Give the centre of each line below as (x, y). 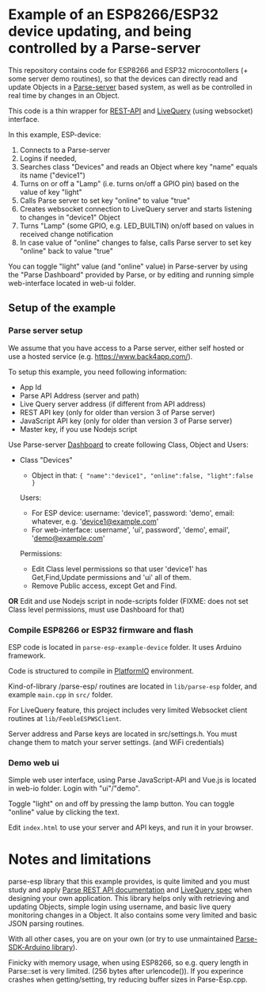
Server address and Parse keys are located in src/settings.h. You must (123, 734)
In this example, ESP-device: (55, 134)
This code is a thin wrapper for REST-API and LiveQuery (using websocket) (131, 111)
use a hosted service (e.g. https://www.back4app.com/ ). (101, 356)
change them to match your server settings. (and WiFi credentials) (116, 742)
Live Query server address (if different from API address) (112, 404)
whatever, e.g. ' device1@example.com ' (95, 521)
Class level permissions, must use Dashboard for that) (96, 609)
